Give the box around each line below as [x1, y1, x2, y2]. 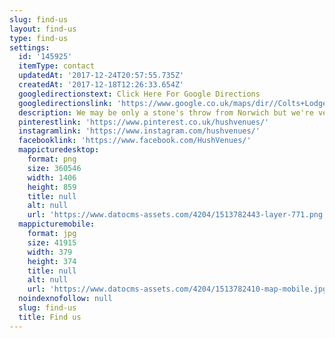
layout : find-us [9, 24, 77, 34]
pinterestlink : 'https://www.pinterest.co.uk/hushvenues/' [18, 117, 270, 127]
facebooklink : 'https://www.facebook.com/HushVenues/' [18, 136, 252, 146]
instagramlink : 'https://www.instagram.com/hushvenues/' [18, 126, 261, 136]
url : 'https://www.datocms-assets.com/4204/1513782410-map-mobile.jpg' [27, 284, 332, 295]
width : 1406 [27, 172, 77, 183]
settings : [9, 42, 51, 53]
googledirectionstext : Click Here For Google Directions [18, 89, 261, 99]
